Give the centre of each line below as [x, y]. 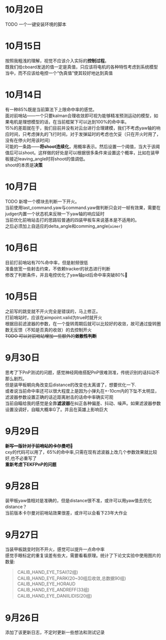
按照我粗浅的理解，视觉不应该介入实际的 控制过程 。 [57, 60]
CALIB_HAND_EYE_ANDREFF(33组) [53, 590]
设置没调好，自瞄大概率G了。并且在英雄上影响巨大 [57, 409]
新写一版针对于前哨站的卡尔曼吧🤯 [39, 446]
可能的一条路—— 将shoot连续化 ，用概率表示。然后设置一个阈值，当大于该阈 [83, 146]
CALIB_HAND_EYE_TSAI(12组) [47, 572]
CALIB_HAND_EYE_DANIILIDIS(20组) [55, 596]
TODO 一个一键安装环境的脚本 [36, 24]
